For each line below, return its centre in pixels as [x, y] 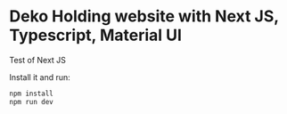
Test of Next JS [38, 60]
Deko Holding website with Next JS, [144, 16]
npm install [31, 94]
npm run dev [31, 102]
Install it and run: [40, 77]
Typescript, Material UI [96, 35]
